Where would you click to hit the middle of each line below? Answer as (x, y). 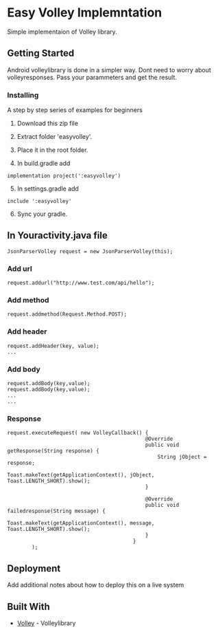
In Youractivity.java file (57, 236)
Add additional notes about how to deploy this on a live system (96, 585)
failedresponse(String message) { (57, 511)
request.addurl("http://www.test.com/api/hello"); (81, 283)
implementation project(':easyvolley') (64, 176)
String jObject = (182, 457)
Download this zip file (48, 123)
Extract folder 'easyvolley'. (54, 137)
